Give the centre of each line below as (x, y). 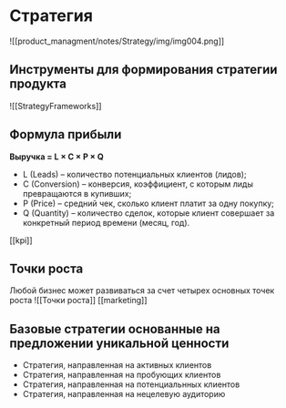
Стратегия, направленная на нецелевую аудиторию (124, 394)
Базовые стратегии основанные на (115, 329)
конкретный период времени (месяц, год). (106, 222)
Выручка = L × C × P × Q (57, 157)
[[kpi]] (21, 240)
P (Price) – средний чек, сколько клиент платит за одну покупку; (148, 203)
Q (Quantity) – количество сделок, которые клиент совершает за (148, 213)
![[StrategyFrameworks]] (56, 106)
